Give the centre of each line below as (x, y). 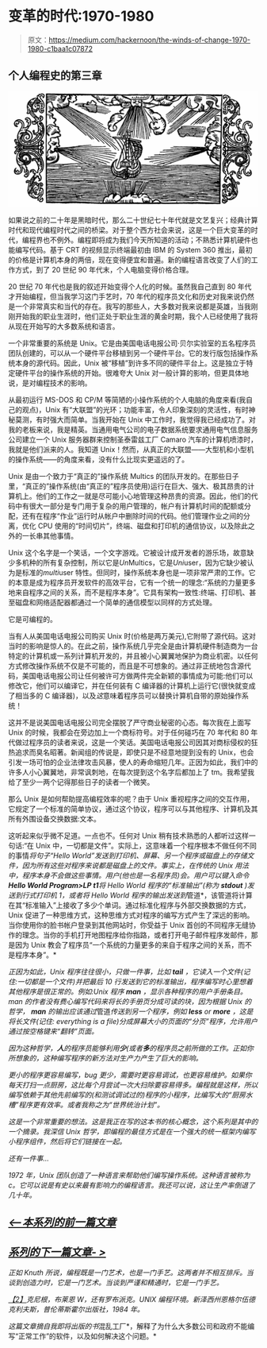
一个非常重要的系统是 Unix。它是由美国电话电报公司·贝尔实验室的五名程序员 (132, 343)
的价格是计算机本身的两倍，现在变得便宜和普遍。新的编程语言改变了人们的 (130, 260)
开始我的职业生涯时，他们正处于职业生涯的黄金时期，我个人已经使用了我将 (136, 317)
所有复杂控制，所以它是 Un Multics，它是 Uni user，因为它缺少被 (145, 563)
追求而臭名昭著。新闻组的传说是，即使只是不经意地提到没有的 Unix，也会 (134, 752)
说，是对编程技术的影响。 (50, 383)
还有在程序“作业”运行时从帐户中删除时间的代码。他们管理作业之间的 (133, 516)
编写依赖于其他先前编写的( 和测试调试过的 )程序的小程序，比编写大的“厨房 (127, 1095)
